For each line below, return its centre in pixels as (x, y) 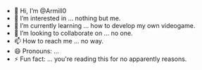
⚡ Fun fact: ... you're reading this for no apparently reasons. (100, 59)
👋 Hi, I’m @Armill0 (40, 11)
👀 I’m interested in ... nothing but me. (67, 18)
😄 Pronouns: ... (37, 51)
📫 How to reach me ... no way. (59, 41)
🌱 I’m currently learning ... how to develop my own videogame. (105, 26)
